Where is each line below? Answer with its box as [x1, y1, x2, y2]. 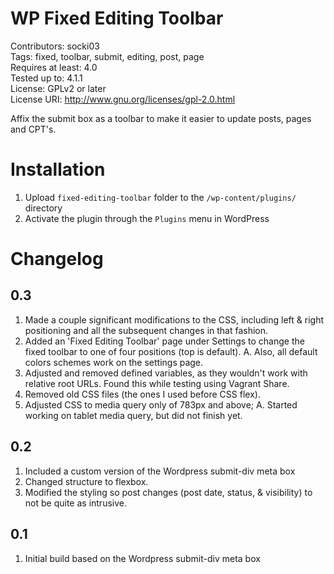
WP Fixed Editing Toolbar [10, 7, 224, 30]
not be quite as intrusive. [24, 497, 127, 509]
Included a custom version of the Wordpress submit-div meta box [24, 465, 296, 477]
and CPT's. [10, 123, 57, 135]
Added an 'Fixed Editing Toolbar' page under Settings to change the [24, 335, 305, 347]
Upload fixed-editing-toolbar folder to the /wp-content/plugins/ [24, 191, 297, 203]
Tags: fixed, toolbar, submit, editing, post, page [10, 50, 205, 62]
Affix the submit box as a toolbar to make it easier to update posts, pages [10, 112, 312, 124]
